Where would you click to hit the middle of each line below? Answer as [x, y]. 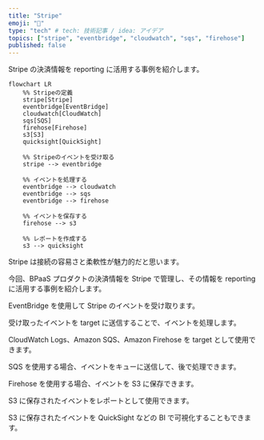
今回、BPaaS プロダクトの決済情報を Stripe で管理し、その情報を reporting [132, 279]
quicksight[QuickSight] [62, 142]
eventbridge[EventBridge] [66, 107]
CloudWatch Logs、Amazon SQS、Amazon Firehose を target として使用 [129, 340]
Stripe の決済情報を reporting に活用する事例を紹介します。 [106, 70]
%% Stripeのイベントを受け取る [68, 158]
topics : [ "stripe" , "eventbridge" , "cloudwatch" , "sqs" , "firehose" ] [127, 38]
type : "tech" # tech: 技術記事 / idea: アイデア [86, 30]
